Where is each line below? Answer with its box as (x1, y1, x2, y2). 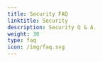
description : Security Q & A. (7, 24, 97, 31)
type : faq (7, 37, 37, 44)
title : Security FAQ (7, 10, 69, 18)
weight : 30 (7, 30, 40, 38)
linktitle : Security (7, 17, 69, 24)
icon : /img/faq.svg (7, 43, 65, 51)
